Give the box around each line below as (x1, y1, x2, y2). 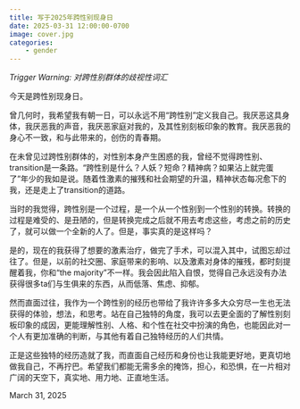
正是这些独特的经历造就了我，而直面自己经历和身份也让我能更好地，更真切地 (9, 350, 291, 361)
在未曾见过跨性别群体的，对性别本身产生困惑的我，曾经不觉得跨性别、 (9, 151, 268, 162)
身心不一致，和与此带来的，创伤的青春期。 (9, 132, 166, 143)
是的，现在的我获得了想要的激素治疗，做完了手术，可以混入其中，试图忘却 (9, 245, 283, 255)
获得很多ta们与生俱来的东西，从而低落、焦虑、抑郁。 (9, 279, 204, 289)
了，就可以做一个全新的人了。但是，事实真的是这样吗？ (9, 226, 212, 237)
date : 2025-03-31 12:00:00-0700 (9, 21, 129, 30)
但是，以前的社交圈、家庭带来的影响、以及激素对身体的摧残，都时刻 (32, 256, 283, 267)
